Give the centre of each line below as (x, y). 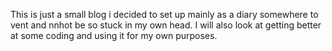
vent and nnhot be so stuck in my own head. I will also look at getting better (166, 25)
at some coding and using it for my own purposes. (114, 35)
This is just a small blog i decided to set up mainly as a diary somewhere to (164, 14)
